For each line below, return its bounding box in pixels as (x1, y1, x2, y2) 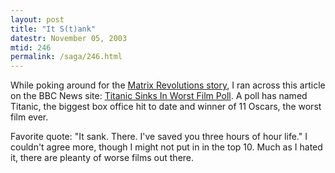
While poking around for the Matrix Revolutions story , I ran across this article (10, 79, 326, 91)
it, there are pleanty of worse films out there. (10, 152, 195, 164)
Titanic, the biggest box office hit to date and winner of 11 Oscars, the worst (10, 101, 322, 113)
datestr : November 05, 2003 (10, 33, 128, 43)
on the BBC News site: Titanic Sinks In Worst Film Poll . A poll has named (10, 90, 308, 102)
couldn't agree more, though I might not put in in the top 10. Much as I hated (10, 141, 323, 153)
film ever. (10, 111, 49, 123)
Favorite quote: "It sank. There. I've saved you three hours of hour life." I (10, 131, 308, 143)
